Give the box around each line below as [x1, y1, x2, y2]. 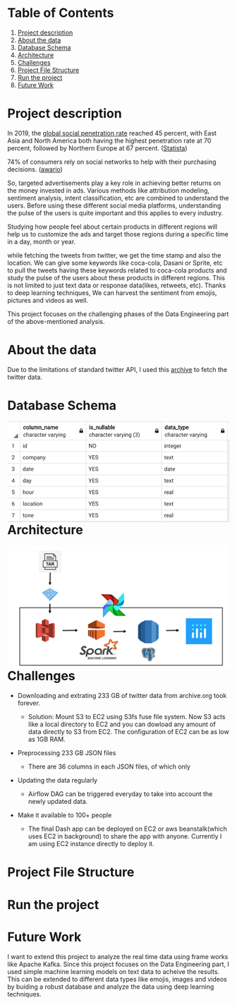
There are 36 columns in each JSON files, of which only [28, 762, 190, 771]
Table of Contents [7, 5, 114, 21]
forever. [17, 699, 41, 707]
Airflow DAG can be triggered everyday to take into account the [28, 790, 213, 798]
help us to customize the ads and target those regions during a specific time [7, 229, 229, 238]
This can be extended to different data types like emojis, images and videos [7, 975, 227, 983]
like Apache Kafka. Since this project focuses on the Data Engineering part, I [7, 960, 229, 968]
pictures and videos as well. [7, 296, 89, 304]
